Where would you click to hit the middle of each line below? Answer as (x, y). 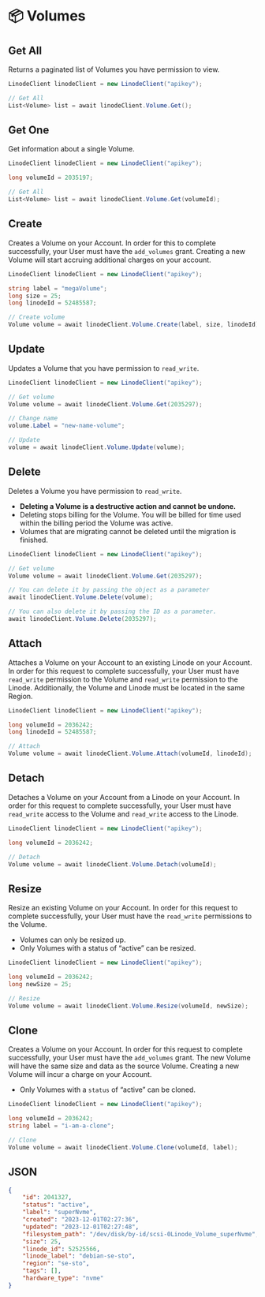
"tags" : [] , (42, 1271)
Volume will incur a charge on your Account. (80, 1075)
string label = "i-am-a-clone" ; (61, 1126)
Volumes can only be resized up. (73, 940)
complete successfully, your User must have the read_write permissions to (130, 916)
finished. (34, 540)
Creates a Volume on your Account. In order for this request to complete (125, 1049)
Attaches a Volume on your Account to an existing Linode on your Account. (130, 662)
